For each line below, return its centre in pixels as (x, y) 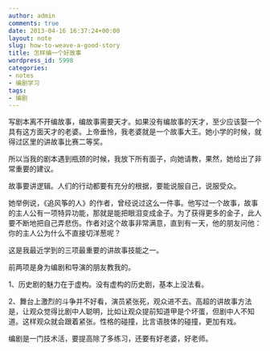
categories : (28, 68)
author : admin (32, 16)
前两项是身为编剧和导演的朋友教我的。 (72, 267)
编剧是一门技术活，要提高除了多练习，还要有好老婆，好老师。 (110, 339)
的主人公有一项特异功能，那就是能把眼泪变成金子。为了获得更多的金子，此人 (135, 213)
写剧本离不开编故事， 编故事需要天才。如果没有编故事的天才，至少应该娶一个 (135, 122)
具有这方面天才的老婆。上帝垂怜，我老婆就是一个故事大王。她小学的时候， (131, 132)
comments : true (34, 23)
